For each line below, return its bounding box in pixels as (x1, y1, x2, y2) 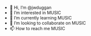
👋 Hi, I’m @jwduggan (9, 5, 52, 10)
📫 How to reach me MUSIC (9, 26, 66, 31)
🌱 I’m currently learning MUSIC (9, 15, 72, 20)
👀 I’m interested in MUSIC (9, 10, 61, 16)
